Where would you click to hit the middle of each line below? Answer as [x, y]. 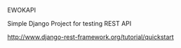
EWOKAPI [22, 10]
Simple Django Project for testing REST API [69, 23]
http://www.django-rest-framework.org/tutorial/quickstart [90, 37]
